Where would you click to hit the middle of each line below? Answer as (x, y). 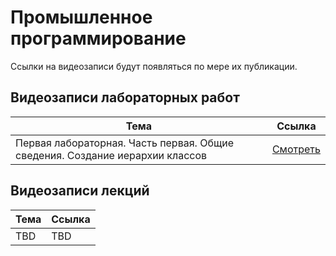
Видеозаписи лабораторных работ (125, 97)
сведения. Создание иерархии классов (111, 155)
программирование (98, 38)
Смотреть (296, 149)
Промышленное (81, 17)
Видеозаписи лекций (80, 191)
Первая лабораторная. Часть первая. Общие (125, 143)
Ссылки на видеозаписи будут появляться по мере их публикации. (154, 66)
